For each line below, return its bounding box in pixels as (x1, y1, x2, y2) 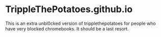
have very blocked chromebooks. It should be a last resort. (5, 25, 129, 31)
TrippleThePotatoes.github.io (5, 4, 133, 15)
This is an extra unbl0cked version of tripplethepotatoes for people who (5, 20, 156, 26)
